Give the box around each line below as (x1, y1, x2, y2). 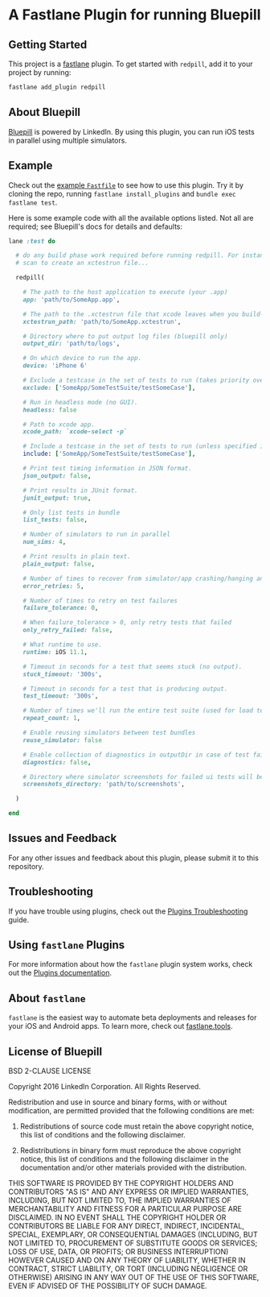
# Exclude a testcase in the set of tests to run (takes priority (22, 376, 250, 384)
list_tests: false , (22, 516, 88, 524)
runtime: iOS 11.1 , (22, 648, 88, 656)
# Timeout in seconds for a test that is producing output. (22, 685, 228, 693)
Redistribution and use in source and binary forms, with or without (8, 1097, 227, 1107)
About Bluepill (8, 106, 81, 119)
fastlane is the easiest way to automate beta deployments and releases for (8, 1013, 257, 1022)
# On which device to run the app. (22, 354, 142, 363)
